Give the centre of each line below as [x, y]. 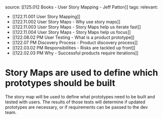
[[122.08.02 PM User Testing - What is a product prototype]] [73, 37]
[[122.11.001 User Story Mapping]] [46, 16]
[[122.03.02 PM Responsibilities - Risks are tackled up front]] [74, 48]
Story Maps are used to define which [82, 73]
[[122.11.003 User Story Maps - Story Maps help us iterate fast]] [77, 27]
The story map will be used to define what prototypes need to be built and [80, 96]
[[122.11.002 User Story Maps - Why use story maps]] [66, 22]
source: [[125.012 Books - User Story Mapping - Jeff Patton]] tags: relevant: [82, 7]
